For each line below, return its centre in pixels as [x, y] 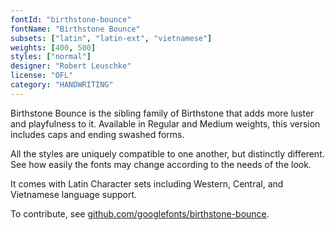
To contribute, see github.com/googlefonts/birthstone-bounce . [140, 213]
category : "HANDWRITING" [62, 85]
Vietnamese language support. [74, 194]
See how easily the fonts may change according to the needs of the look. [161, 164]
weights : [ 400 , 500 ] [53, 47]
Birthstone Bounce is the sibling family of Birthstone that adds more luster [162, 113]
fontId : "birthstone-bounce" [71, 19]
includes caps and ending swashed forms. [97, 134]
